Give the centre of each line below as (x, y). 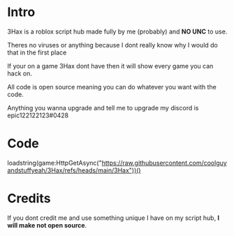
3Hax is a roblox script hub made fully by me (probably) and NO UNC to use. (117, 31)
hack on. (20, 73)
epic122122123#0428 (38, 115)
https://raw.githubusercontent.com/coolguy (164, 163)
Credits (29, 199)
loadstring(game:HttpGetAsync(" (55, 163)
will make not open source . (47, 225)
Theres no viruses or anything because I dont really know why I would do (113, 45)
